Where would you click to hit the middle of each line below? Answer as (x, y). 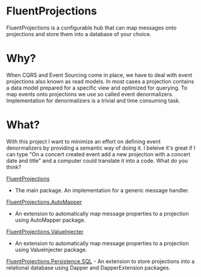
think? (14, 167)
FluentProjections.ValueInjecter (45, 231)
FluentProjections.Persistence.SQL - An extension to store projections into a (100, 261)
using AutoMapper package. (50, 220)
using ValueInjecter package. (51, 249)
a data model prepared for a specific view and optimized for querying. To (97, 88)
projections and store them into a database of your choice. (79, 34)
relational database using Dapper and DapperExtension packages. (88, 267)
